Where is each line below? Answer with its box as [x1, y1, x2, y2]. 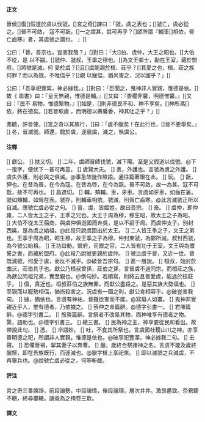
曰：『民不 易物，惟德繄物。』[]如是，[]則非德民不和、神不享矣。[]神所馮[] [6, 100, 189, 107]
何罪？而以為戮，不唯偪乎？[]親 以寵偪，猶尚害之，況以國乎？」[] [6, 72, 171, 79]
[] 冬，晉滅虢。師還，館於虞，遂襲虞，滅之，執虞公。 [6, 128, 140, 136]
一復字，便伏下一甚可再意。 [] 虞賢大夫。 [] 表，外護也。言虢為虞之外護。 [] [6, 166, 197, 173]
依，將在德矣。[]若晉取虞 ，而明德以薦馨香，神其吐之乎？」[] [6, 108, 160, 115]
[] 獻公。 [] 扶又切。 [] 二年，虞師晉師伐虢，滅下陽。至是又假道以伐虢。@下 [6, 158, 196, 165]
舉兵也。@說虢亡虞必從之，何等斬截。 [11, 357, 108, 364]
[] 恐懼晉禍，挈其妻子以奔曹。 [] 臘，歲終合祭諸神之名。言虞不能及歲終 [18, 341, 197, 349]
